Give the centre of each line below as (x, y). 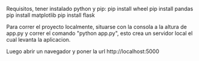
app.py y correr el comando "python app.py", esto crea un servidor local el (99, 33)
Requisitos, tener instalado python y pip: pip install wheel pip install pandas (100, 9)
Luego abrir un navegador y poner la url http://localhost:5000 (83, 51)
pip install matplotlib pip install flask (51, 15)
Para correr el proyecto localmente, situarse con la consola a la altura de (97, 27)
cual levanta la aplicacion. (38, 40)
